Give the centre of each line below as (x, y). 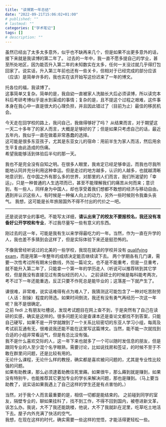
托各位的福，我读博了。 (29, 87)
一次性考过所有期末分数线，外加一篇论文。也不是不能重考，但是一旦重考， (85, 262)
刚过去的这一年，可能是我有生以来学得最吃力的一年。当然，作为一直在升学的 (83, 233)
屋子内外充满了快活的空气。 (46, 413)
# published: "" (22, 19)
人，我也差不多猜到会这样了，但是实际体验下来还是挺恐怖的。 (68, 239)
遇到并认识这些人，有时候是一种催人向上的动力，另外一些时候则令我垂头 (79, 195)
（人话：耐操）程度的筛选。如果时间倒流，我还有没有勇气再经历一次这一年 (81, 297)
